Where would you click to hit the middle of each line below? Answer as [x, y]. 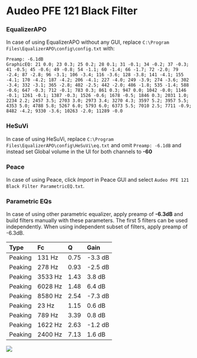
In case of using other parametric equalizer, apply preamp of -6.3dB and [95, 214]
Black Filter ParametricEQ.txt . [45, 186]
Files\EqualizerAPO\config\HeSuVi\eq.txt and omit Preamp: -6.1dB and [94, 145]
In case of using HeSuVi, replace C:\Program [60, 139]
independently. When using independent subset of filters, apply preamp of [97, 227]
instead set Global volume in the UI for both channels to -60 [79, 151]
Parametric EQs [29, 201]
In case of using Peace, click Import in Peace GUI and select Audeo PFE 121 [98, 180]
